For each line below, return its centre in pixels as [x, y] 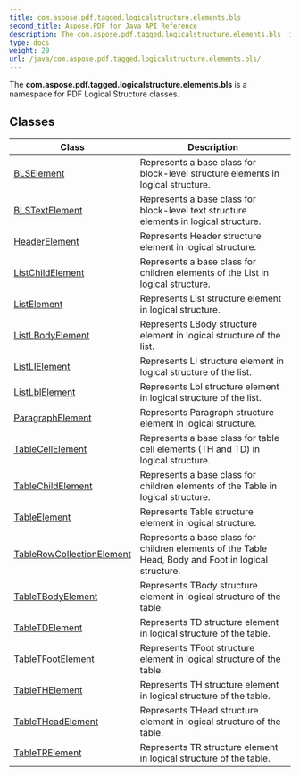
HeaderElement [46, 241]
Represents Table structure [196, 512]
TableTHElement [48, 690]
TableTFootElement [54, 659]
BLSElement [39, 173]
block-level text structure [193, 210]
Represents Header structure [200, 236]
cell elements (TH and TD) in [200, 449]
